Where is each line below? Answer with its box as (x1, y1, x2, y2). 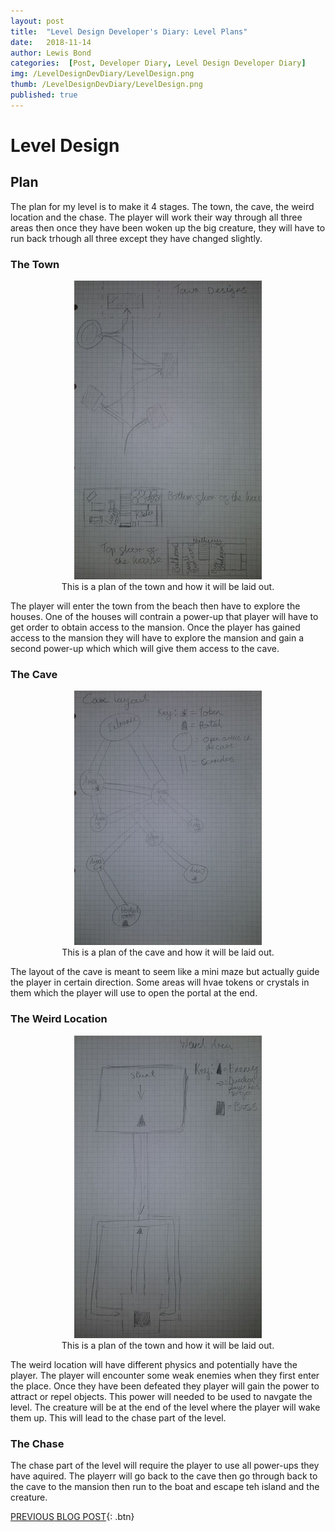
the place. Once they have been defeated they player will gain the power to (10, 1380, 320, 1392)
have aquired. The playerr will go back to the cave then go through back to (10, 1470, 318, 1482)
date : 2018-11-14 (10, 37, 92, 47)
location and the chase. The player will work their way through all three (10, 211, 303, 223)
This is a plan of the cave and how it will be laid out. (61, 946, 275, 959)
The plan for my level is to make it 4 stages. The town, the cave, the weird (10, 200, 315, 212)
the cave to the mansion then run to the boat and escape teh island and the (10, 1481, 320, 1493)
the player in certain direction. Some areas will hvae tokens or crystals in (10, 976, 310, 989)
